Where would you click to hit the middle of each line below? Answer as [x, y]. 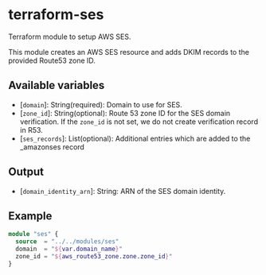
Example [30, 216]
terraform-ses [56, 15]
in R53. [31, 130]
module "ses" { [33, 234]
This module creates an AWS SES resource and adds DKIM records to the [129, 52]
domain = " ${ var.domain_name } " [69, 249]
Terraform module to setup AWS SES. [70, 37]
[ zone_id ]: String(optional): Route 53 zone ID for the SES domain [125, 113]
